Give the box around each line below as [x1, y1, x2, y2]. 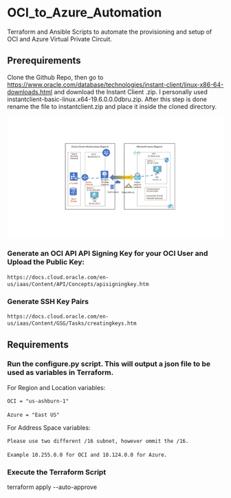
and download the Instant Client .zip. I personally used [54, 87, 208, 96]
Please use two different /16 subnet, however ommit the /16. [7, 437, 189, 444]
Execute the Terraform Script [7, 467, 107, 477]
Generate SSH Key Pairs [7, 296, 89, 306]
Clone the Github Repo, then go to [7, 73, 104, 81]
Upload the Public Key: [7, 257, 85, 267]
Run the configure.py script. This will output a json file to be [7, 359, 211, 369]
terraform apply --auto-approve [7, 483, 98, 491]
